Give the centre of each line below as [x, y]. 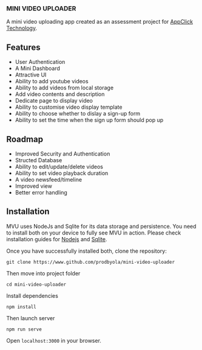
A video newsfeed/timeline [49, 179]
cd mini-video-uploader [36, 284]
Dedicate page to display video [54, 101]
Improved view [34, 186]
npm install [21, 307]
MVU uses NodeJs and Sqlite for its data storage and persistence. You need [101, 226]
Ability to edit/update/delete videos [59, 166]
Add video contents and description [60, 94]
